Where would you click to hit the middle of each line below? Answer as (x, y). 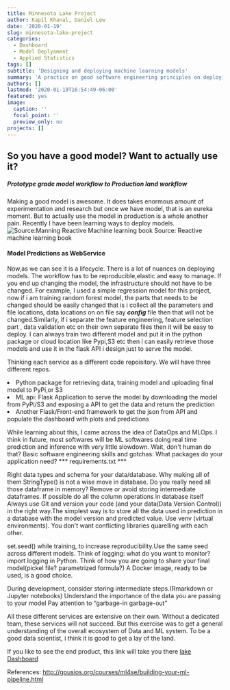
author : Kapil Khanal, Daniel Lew (56, 20)
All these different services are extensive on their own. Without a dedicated (113, 616)
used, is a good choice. (40, 575)
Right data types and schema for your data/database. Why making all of (108, 474)
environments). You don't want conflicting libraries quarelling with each (108, 526)
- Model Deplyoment (41, 52)
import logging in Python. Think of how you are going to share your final (108, 560)
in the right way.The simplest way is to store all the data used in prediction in (115, 510)
